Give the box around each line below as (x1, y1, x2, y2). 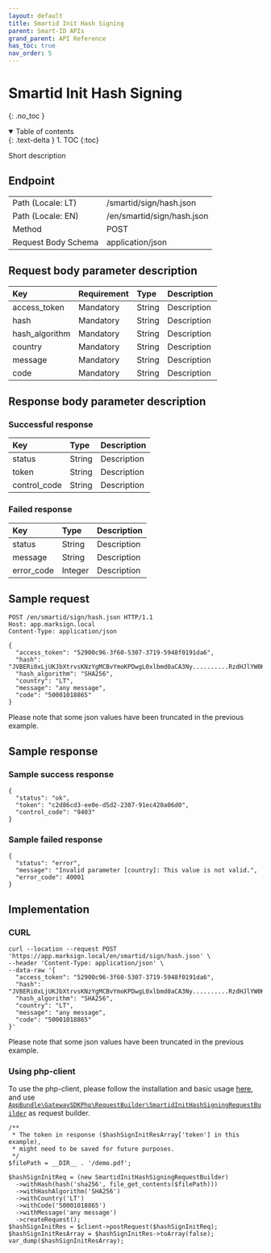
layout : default (8, 11, 63, 20)
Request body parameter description (8, 264, 198, 278)
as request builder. (27, 1108, 90, 1118)
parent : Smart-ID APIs (8, 27, 85, 35)
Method (12, 223, 42, 234)
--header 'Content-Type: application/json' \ (8, 959, 164, 968)
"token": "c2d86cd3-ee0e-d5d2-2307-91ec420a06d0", (15, 801, 190, 809)
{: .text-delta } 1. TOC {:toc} (8, 135, 99, 145)
